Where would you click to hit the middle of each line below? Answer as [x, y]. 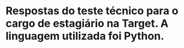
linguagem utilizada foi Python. [85, 36]
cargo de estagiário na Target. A [87, 23]
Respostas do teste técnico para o [92, 11]
